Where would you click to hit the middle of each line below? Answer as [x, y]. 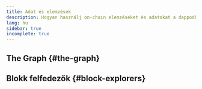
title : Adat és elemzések [38, 12]
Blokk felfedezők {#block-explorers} [76, 78]
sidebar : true [24, 28]
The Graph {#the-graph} [53, 58]
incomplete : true [28, 34]
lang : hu [17, 23]
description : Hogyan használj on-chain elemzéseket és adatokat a [91, 17]
